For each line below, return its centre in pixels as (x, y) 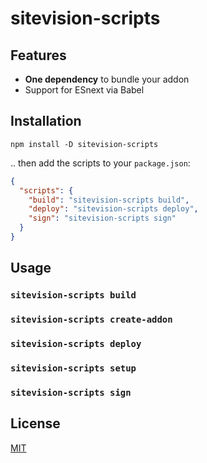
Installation (46, 121)
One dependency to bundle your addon (107, 79)
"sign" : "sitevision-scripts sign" (102, 218)
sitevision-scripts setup (73, 368)
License (35, 423)
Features (38, 55)
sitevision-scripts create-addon (91, 320)
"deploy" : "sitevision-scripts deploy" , (113, 209)
